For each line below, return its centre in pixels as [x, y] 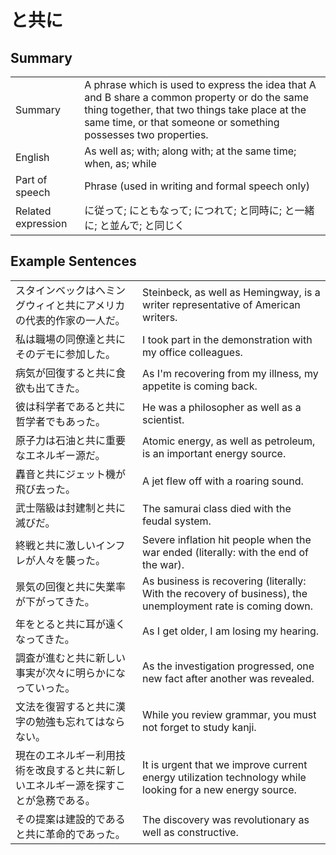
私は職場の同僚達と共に [71, 339]
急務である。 [65, 800]
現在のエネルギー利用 [66, 755]
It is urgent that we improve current [225, 764]
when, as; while [120, 163]
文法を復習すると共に [66, 706]
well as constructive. [190, 832]
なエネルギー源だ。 [60, 455]
